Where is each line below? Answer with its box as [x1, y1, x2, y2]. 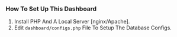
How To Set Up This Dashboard [5, 5, 97, 13]
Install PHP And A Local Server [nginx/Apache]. [14, 18, 130, 25]
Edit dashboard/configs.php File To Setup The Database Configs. [14, 24, 172, 31]
